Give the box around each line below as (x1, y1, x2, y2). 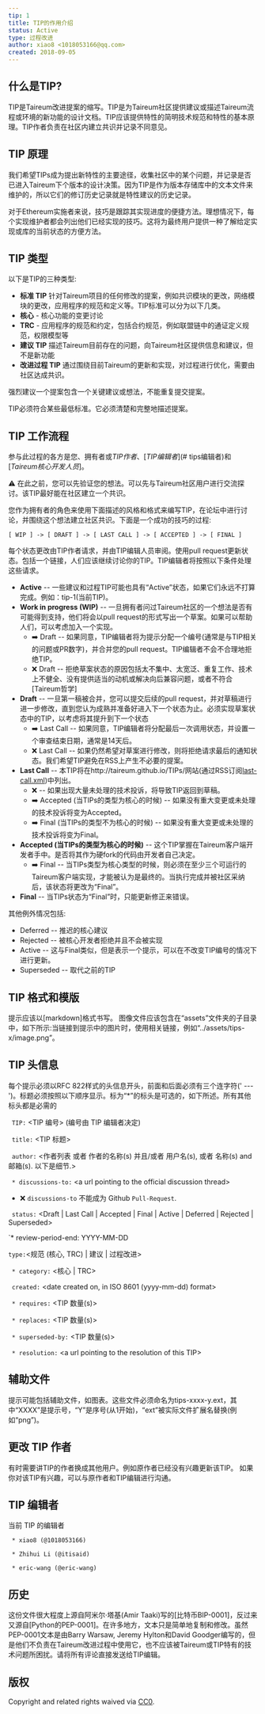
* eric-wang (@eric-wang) (11, 1564, 97, 1572)
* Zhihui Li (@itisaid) (11, 1550, 90, 1559)
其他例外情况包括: (8, 908, 66, 919)
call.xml (19, 775, 45, 785)
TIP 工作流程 (8, 429, 70, 443)
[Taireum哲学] (31, 684, 78, 694)
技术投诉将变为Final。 (31, 830, 103, 840)
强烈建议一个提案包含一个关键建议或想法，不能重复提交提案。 (8, 387, 210, 397)
